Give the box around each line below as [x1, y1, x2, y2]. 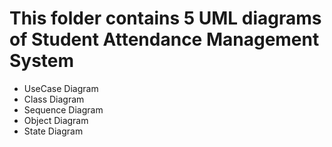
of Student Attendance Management [9, 28, 320, 51]
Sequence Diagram [23, 103, 104, 116]
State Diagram [23, 125, 84, 137]
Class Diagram [23, 93, 85, 105]
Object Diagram [23, 114, 89, 126]
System [9, 50, 75, 72]
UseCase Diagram [23, 82, 99, 94]
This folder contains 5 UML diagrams [9, 7, 322, 30]
